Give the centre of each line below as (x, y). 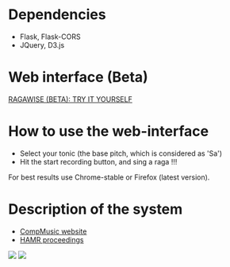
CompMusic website (53, 231)
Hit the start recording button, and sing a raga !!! (98, 161)
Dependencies (57, 15)
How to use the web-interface (108, 132)
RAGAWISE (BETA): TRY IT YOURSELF (70, 99)
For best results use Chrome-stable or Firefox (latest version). (109, 177)
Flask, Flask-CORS (50, 37)
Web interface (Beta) (78, 77)
